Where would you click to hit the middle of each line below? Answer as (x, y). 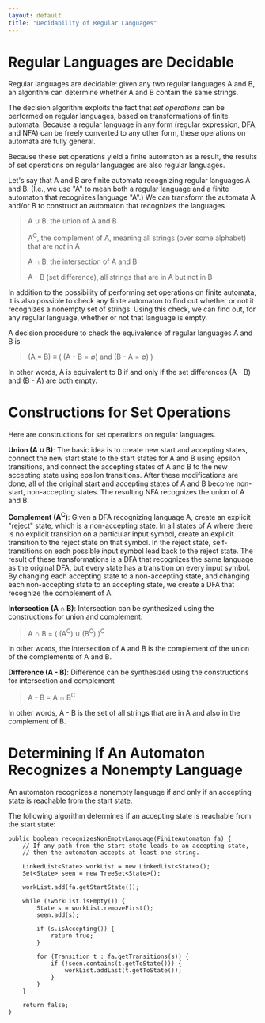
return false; (45, 1005)
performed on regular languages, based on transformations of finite (119, 116)
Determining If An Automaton (107, 753)
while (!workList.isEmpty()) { (74, 901)
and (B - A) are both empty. (53, 380)
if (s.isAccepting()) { (76, 929)
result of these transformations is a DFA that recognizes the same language (131, 559)
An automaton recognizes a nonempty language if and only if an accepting (130, 792)
